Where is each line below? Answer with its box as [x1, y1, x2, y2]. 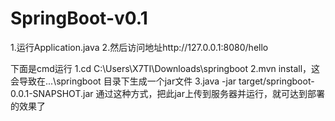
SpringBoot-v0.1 [10, 7, 148, 30]
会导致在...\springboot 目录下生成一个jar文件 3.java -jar [10, 75, 237, 87]
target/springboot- [238, 75, 315, 87]
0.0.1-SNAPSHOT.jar [10, 87, 94, 99]
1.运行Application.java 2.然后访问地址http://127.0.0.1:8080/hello [10, 41, 269, 53]
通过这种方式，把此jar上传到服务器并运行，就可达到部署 [95, 87, 325, 99]
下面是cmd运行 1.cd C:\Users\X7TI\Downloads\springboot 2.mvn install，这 [10, 62, 321, 74]
